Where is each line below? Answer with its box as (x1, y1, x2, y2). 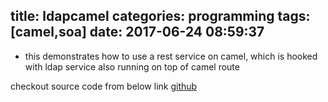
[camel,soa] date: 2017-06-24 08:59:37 (10, 24, 265, 41)
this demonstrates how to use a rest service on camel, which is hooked (24, 50, 318, 62)
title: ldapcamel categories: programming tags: (10, 8, 311, 25)
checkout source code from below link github (10, 80, 198, 92)
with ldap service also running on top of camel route (24, 60, 240, 73)
